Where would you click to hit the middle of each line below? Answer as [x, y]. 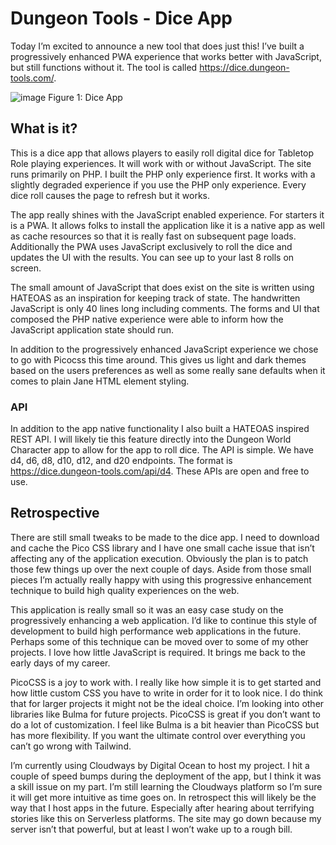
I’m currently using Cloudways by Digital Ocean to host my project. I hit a [160, 765]
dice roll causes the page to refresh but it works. [110, 195]
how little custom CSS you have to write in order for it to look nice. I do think [166, 693]
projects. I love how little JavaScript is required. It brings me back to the [158, 652]
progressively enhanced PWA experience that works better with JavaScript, [166, 56]
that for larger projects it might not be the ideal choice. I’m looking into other [167, 703]
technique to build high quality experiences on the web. [125, 590]
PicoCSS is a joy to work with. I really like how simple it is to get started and [166, 682]
